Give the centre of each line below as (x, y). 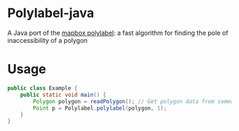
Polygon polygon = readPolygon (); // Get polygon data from (124, 101)
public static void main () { (63, 95)
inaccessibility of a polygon (47, 40)
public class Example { (43, 88)
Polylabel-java (51, 13)
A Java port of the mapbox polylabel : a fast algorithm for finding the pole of (118, 33)
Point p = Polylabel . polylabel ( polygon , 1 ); (100, 108)
